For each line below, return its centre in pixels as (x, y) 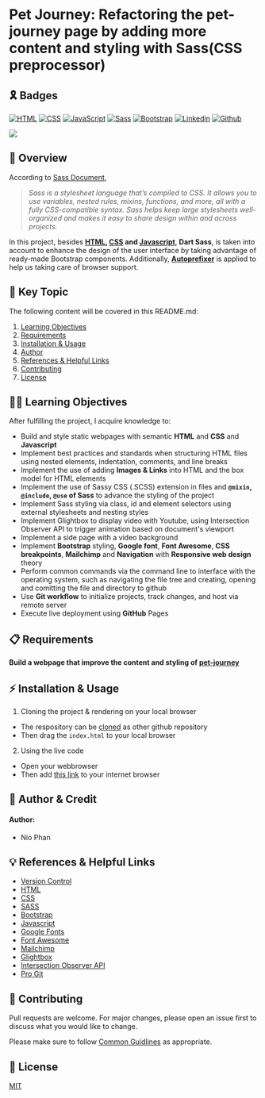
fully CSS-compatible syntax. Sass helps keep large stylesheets (133, 209)
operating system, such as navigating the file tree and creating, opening (138, 580)
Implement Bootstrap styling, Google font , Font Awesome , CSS (125, 546)
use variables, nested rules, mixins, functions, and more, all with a (137, 201)
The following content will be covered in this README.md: (104, 311)
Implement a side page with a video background (99, 538)
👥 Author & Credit (53, 799)
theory (31, 563)
